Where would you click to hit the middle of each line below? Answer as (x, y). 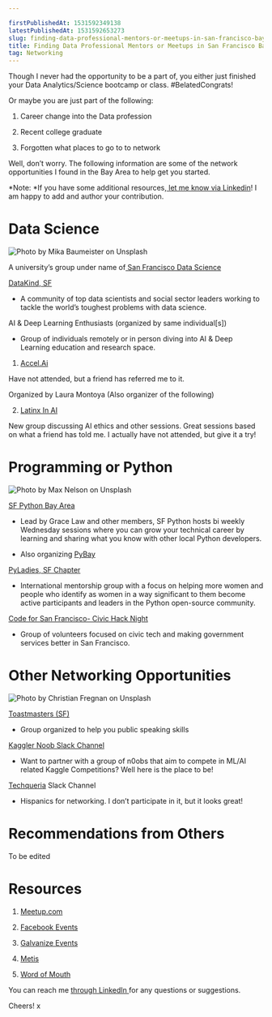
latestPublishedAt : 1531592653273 (67, 30)
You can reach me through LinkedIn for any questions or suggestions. (125, 989)
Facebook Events (49, 927)
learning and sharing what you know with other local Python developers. (141, 539)
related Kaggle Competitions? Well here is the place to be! (117, 769)
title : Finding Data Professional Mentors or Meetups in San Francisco (132, 45)
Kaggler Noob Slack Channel (57, 745)
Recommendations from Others (117, 834)
